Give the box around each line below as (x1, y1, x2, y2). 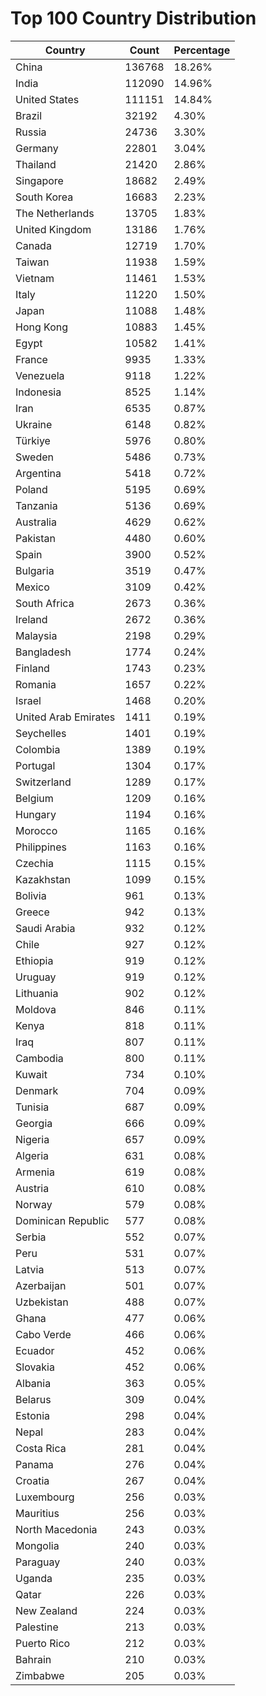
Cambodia (15, 1051, 64, 1065)
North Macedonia (15, 1522, 98, 1536)
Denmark (15, 1083, 59, 1097)
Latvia (15, 1262, 45, 1276)
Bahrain (15, 1652, 52, 1666)
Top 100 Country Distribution (10, 7, 257, 30)
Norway (15, 1197, 53, 1211)
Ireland (15, 612, 48, 626)
